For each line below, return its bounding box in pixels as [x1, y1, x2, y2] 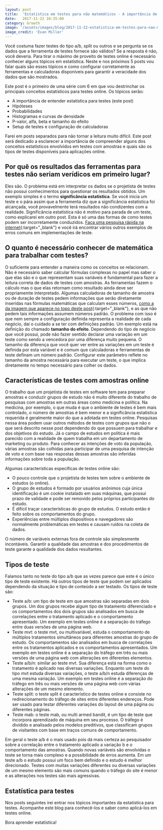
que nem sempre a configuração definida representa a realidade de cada [5, 316, 151, 322]
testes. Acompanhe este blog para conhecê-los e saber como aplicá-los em [5, 805, 157, 811]
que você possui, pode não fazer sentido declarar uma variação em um [5, 331, 148, 337]
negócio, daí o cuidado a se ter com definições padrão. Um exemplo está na [5, 321, 158, 327]
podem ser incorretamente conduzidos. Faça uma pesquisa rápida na [5, 219, 144, 225]
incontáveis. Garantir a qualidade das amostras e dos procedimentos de [5, 541, 149, 547]
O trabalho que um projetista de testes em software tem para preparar [5, 389, 146, 395]
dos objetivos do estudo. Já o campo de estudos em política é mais [5, 430, 140, 436]
